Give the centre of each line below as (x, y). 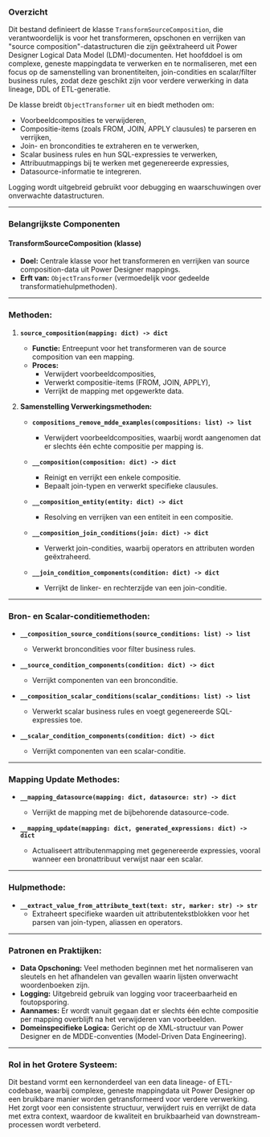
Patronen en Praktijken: (55, 951)
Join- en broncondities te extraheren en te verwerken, (109, 146)
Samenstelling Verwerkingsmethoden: (86, 406)
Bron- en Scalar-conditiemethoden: (79, 616)
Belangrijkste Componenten (64, 224)
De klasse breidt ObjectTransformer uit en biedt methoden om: (111, 105)
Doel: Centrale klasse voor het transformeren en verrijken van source (135, 261)
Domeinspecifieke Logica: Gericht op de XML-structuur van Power (131, 1028)
